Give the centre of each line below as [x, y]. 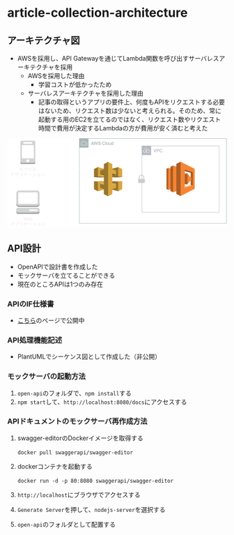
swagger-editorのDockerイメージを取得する [80, 438]
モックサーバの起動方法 [46, 377]
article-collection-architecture [97, 13]
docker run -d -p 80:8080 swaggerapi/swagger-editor [95, 481]
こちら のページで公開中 [51, 320]
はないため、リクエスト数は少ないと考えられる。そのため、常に [130, 111]
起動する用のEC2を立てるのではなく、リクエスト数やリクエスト [130, 119]
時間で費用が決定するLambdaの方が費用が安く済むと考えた [123, 128]
